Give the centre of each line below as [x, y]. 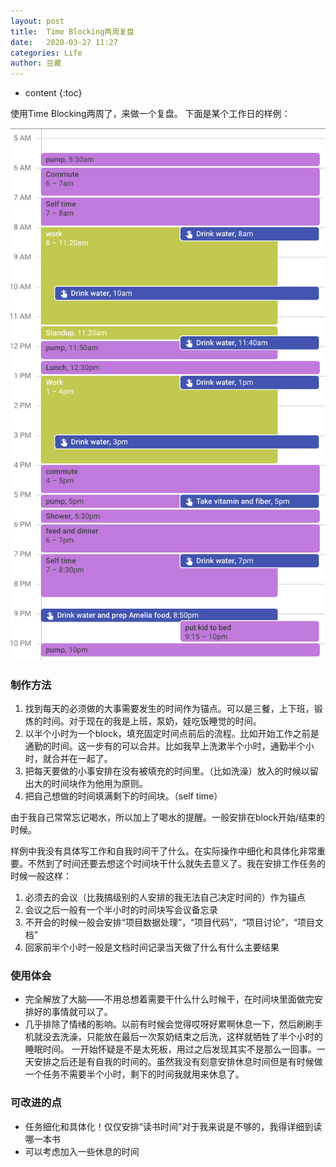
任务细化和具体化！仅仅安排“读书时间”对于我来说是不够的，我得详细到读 [173, 1126]
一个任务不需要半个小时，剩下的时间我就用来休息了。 [134, 1074]
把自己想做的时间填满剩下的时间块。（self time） [123, 796]
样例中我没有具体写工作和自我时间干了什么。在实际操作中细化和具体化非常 [163, 851]
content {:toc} [53, 93]
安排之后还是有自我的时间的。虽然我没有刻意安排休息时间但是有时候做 [178, 1062]
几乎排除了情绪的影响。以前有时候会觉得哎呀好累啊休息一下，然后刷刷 [169, 1024]
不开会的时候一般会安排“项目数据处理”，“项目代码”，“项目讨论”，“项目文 [174, 922]
